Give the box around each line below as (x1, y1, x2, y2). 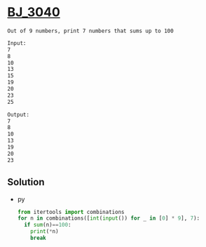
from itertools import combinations (17, 208, 125, 215)
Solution (7, 176, 45, 188)
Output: (7, 111, 30, 118)
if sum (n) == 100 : (24, 222, 71, 229)
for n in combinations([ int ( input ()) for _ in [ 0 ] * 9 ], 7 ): (17, 215, 200, 222)
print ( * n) (30, 228, 59, 235)
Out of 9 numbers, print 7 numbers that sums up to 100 (7, 27, 174, 34)
